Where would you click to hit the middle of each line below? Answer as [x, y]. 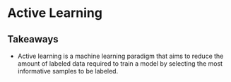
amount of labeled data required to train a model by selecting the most [120, 64]
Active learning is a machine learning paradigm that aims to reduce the [120, 56]
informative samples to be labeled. [68, 71]
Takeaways [33, 39]
